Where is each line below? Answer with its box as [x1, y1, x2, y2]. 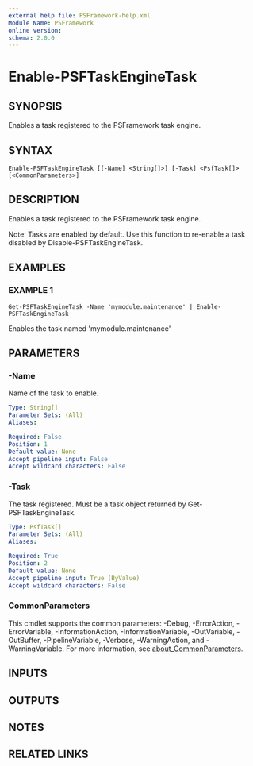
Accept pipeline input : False [8, 455, 109, 463]
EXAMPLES [8, 261, 66, 275]
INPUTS [8, 667, 48, 680]
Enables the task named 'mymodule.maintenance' [8, 323, 171, 333]
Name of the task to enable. [8, 388, 99, 398]
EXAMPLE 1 [8, 285, 54, 296]
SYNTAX [8, 144, 53, 157]
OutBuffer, [8, 635, 42, 645]
